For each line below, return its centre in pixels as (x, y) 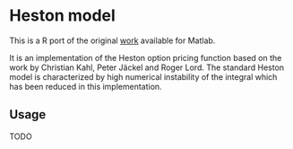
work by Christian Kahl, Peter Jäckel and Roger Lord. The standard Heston (147, 67)
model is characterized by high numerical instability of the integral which (143, 76)
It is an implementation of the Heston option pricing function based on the (146, 57)
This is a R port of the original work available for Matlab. (112, 40)
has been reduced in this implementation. (86, 86)
